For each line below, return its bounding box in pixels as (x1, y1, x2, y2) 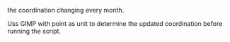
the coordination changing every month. (7, 6, 125, 14)
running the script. (7, 27, 62, 35)
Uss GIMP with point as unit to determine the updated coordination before (7, 20, 223, 27)
